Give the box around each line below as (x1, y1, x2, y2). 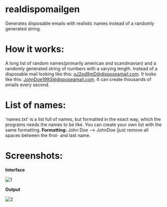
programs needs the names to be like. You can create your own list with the (5, 121, 162, 128)
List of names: (5, 100, 66, 111)
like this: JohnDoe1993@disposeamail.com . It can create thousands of (5, 76, 151, 82)
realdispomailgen (5, 4, 80, 15)
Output (5, 186, 21, 192)
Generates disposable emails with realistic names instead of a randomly (5, 20, 155, 26)
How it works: (5, 44, 65, 55)
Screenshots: (5, 150, 63, 161)
